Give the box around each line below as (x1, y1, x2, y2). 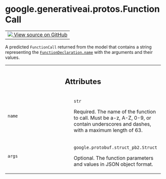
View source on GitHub (14, 31, 68, 38)
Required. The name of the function (74, 108, 156, 115)
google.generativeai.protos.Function (5, 3, 160, 15)
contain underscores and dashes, (74, 121, 152, 128)
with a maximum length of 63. (74, 127, 143, 134)
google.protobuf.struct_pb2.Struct (74, 145, 158, 150)
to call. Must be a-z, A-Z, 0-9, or (74, 115, 152, 122)
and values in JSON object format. (74, 161, 153, 168)
